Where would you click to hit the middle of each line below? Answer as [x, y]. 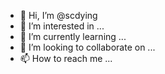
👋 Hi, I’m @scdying [58, 15]
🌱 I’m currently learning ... [73, 36]
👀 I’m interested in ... [62, 26]
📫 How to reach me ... [66, 58]
